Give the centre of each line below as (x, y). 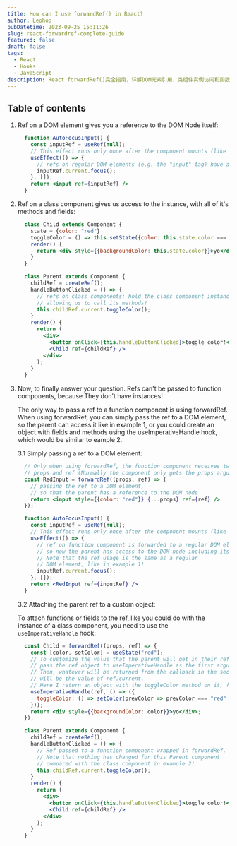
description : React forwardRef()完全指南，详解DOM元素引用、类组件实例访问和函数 (119, 79)
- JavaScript (33, 73)
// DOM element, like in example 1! (90, 565)
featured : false (31, 40)
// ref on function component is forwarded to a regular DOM (128, 544)
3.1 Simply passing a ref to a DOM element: (80, 453)
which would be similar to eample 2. (70, 440)
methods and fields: (47, 212)
